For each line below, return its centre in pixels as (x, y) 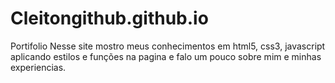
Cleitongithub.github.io (109, 18)
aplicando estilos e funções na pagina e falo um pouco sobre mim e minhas (166, 56)
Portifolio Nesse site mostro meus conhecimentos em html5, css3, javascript (168, 46)
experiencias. (38, 67)
